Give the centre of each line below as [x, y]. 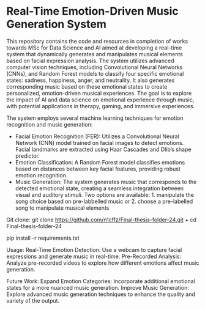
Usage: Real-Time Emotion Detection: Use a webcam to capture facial [94, 249]
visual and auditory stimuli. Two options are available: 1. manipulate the [105, 194]
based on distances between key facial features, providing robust [98, 169]
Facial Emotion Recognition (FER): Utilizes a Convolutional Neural [97, 136]
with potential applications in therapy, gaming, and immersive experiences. [101, 106]
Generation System [57, 24]
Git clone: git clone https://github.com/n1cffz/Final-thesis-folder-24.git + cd [102, 220]
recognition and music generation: [50, 124]
